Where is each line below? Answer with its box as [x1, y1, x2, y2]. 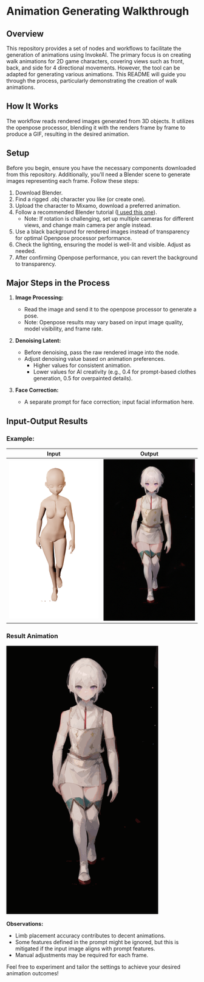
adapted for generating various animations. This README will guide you [6, 71, 186, 77]
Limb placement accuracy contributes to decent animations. [15, 932, 166, 939]
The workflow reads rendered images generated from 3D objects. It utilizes [6, 117, 194, 124]
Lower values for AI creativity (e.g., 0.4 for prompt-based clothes [33, 368, 196, 375]
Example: [6, 434, 35, 443]
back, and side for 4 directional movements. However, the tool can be [6, 64, 180, 71]
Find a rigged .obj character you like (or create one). [15, 195, 146, 202]
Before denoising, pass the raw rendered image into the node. [24, 349, 180, 356]
